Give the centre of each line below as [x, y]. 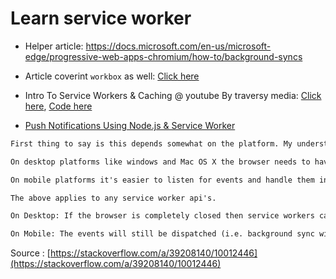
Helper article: [54, 46]
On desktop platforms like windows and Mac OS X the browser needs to [160, 162]
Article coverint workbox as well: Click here [112, 76]
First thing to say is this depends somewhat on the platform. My [151, 143]
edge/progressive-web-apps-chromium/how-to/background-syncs [163, 56]
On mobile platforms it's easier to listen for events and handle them [162, 180]
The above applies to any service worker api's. [113, 198]
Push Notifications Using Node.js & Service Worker [130, 125]
